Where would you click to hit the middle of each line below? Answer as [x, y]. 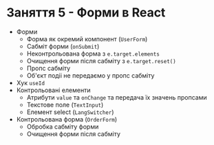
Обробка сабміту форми [63, 126]
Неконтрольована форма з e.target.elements [93, 54]
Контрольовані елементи [53, 90]
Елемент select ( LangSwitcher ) [70, 112]
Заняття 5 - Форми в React [86, 13]
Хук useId [31, 82]
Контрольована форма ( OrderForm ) [67, 119]
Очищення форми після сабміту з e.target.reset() [101, 60]
